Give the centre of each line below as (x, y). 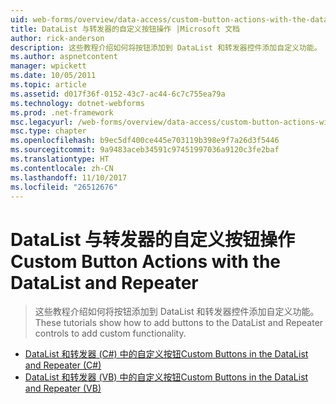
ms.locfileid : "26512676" (64, 187)
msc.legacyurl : (42, 122)
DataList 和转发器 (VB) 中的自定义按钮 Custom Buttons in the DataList (166, 377)
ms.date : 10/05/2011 (53, 76)
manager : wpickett (48, 66)
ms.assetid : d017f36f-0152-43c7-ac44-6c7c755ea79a (118, 94)
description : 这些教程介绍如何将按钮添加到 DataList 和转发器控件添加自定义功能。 (166, 47)
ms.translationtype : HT (60, 159)
